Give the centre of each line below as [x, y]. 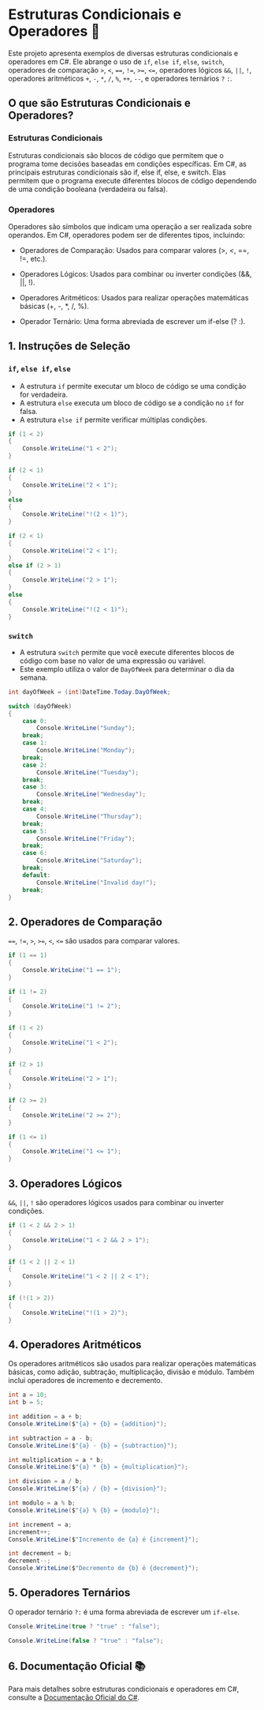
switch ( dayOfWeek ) [40, 706]
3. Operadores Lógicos [65, 1183]
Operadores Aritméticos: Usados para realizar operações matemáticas [134, 297]
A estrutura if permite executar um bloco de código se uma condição [133, 386]
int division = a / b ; [45, 1482]
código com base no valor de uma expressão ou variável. [113, 661]
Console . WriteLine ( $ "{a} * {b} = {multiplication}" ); [99, 1467]
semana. [33, 677]
